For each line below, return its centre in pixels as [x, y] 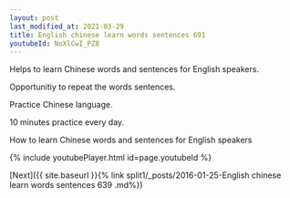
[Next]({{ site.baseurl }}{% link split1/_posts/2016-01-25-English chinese [145, 175]
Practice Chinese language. [61, 105]
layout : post [34, 18]
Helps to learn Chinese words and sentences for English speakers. [135, 69]
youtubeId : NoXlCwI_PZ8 [55, 43]
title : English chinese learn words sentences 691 [108, 35]
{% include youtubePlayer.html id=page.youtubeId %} [111, 158]
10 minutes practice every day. [67, 122]
